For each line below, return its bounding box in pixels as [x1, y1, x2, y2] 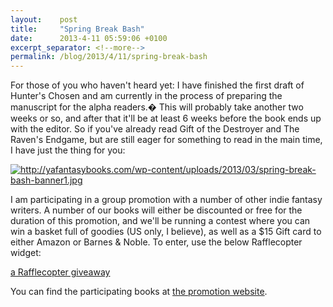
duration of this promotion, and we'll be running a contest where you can [10, 215, 311, 227]
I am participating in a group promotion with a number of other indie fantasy [10, 194, 323, 206]
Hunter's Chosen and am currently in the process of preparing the [10, 90, 283, 102]
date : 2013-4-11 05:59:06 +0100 [10, 33, 168, 43]
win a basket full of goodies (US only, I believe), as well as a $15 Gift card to [10, 226, 322, 238]
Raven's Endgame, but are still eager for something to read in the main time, [10, 134, 323, 146]
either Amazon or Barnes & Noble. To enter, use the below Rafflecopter [10, 236, 303, 248]
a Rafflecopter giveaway [10, 266, 111, 278]
